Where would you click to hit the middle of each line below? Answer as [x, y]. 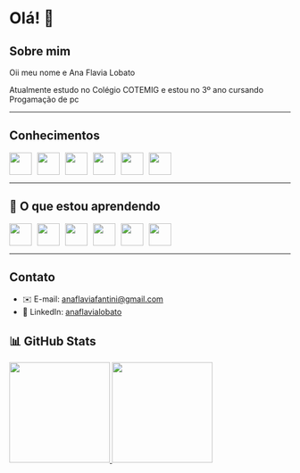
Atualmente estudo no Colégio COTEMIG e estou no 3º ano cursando [137, 90]
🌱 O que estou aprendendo [85, 207]
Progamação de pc [44, 99]
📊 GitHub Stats [53, 341]
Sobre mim [40, 51]
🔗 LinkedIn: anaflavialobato [72, 312]
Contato [32, 277]
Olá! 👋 [32, 18]
